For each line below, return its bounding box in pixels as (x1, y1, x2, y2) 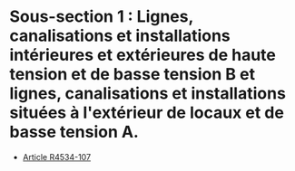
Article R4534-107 (22, 151, 92, 162)
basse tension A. (9, 122, 139, 142)
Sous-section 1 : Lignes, (9, 6, 193, 27)
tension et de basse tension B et (9, 64, 256, 85)
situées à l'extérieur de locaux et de (9, 102, 284, 123)
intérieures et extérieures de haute (9, 45, 277, 65)
